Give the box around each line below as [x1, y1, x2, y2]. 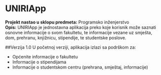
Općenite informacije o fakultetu [12, 53, 78, 59]
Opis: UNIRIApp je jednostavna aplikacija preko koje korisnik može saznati [5, 24, 157, 30]
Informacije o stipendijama [12, 59, 67, 65]
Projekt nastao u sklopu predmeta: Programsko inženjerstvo [5, 19, 129, 25]
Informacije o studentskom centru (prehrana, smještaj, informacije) [12, 64, 148, 70]
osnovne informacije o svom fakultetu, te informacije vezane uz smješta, [5, 29, 152, 35]
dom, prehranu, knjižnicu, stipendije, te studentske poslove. [5, 35, 126, 41]
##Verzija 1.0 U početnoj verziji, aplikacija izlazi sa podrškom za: [5, 44, 136, 50]
